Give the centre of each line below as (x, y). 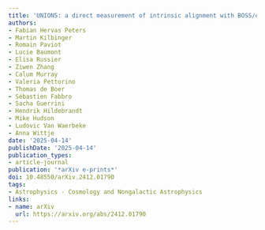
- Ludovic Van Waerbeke (47, 126)
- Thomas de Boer (37, 89)
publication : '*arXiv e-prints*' (63, 170)
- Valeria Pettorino (42, 81)
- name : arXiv (32, 206)
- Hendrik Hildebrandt (45, 111)
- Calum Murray (33, 74)
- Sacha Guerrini (37, 104)
